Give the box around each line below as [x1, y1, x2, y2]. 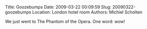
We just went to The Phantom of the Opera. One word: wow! [5, 19, 125, 24]
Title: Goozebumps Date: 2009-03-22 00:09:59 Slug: [5, 4, 112, 10]
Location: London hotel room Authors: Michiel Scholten [32, 9, 143, 15]
